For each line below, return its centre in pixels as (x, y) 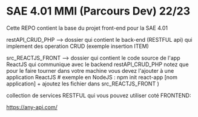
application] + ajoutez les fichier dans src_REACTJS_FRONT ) (83, 84)
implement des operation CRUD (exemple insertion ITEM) (78, 46)
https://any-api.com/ (32, 107)
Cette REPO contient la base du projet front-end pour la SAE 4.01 (87, 28)
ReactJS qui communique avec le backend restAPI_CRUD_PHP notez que (97, 64)
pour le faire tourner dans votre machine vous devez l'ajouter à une (90, 70)
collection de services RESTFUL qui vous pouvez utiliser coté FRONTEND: (99, 95)
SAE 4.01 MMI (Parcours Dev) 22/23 (98, 11)
